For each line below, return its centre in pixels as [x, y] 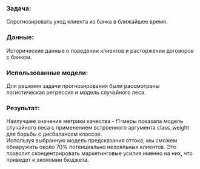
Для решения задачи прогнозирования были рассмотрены [83, 85]
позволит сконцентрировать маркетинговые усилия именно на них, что [99, 153]
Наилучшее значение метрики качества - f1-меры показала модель [95, 121]
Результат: [23, 108]
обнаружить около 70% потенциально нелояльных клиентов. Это [92, 147]
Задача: [19, 8]
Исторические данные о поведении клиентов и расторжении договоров [100, 50]
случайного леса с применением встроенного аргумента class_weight [98, 128]
